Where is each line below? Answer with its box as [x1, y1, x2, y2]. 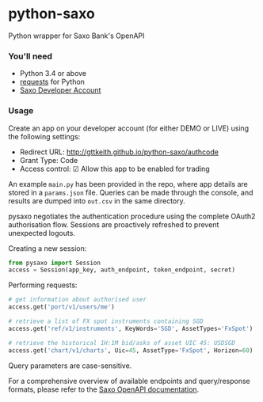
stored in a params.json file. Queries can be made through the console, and [8, 188, 253, 197]
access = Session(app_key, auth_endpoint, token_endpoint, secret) [8, 266, 236, 274]
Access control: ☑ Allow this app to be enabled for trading [19, 164, 210, 173]
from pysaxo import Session [8, 259, 101, 267]
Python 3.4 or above [19, 69, 87, 78]
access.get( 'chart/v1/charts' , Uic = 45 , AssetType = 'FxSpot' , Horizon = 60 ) [8, 346, 253, 355]
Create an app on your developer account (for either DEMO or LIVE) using [8, 123, 250, 133]
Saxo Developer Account [19, 85, 101, 95]
